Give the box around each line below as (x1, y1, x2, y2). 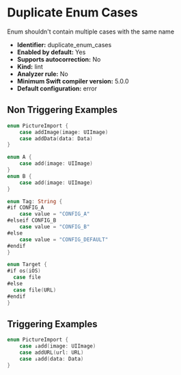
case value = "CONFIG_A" (19, 211, 90, 218)
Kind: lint (16, 62, 43, 70)
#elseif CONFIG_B (7, 217, 57, 224)
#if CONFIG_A (7, 204, 44, 211)
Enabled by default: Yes (16, 48, 86, 56)
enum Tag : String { (7, 198, 63, 205)
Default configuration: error (16, 84, 98, 92)
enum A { (7, 154, 32, 161)
